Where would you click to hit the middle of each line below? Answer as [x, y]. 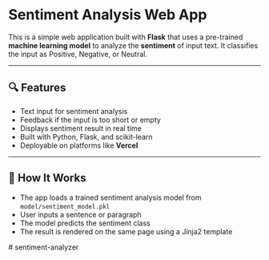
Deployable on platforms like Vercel [79, 145]
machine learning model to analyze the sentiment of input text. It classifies [133, 45]
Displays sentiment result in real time [81, 128]
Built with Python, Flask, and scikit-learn [86, 136]
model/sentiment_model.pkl [65, 206]
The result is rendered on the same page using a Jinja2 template [126, 231]
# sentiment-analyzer [44, 247]
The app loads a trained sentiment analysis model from [110, 197]
